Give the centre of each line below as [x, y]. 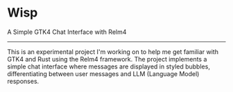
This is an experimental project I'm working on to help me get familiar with [113, 52]
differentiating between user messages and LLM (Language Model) [103, 73]
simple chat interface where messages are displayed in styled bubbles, [109, 66]
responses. [23, 81]
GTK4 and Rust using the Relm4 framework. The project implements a [107, 59]
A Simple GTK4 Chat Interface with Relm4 [67, 32]
